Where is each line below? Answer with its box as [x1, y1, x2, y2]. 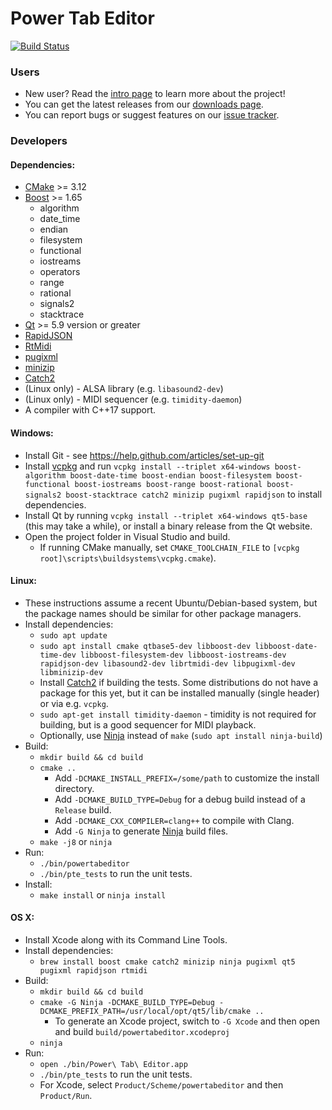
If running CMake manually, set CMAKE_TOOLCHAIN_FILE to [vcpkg [39, 541, 300, 553]
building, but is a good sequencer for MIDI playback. [39, 718, 257, 731]
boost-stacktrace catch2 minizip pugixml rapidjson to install [65, 488, 323, 500]
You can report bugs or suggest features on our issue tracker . [24, 109, 280, 121]
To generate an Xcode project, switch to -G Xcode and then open [54, 1015, 321, 1027]
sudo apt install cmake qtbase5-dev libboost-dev [39, 641, 252, 651]
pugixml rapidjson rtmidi [39, 965, 148, 976]
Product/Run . [39, 1089, 93, 1101]
